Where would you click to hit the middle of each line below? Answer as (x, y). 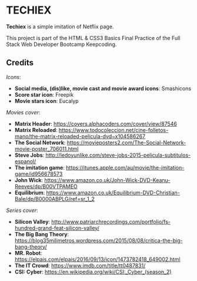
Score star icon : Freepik (44, 94)
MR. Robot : (28, 253)
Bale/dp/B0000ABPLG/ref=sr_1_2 (55, 199)
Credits (20, 63)
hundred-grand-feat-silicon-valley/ (57, 228)
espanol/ (25, 161)
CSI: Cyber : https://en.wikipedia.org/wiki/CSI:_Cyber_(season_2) (93, 272)
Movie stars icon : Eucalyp (46, 101)
